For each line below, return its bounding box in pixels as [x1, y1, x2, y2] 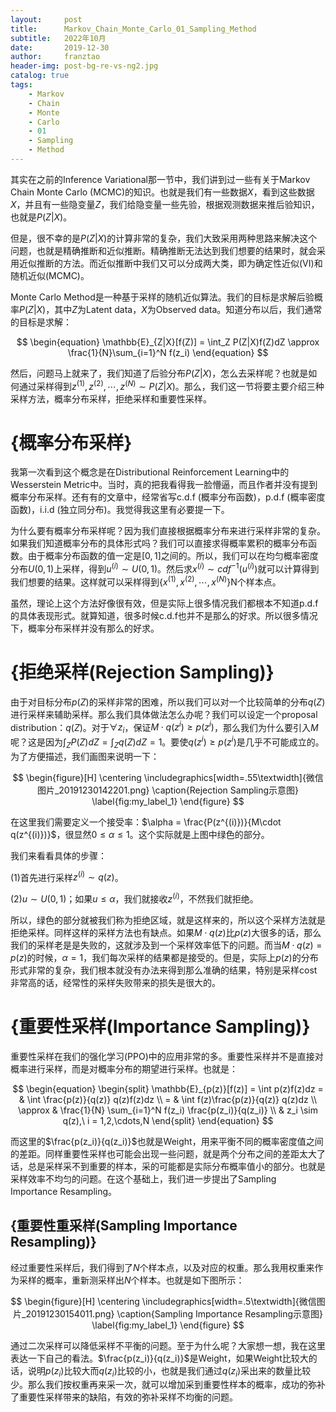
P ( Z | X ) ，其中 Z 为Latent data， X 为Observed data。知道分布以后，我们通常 [19, 303, 323, 315]
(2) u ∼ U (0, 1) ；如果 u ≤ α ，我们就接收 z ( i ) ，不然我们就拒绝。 [10, 891, 259, 905]
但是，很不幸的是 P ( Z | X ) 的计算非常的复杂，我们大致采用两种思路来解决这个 [10, 232, 318, 244]
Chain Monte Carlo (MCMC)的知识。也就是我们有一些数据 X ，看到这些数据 [10, 186, 315, 198]
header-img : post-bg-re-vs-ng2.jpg [10, 61, 159, 71]
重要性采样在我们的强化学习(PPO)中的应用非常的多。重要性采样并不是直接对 [10, 1050, 324, 1062]
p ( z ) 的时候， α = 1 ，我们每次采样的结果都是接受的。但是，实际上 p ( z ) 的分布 [10, 951, 319, 963]
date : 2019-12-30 [10, 42, 110, 53]
